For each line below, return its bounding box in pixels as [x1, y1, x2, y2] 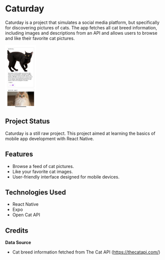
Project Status [5, 117, 51, 126]
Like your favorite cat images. [12, 169, 73, 174]
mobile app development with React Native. [5, 135, 94, 142]
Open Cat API [12, 212, 41, 218]
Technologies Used [5, 188, 66, 196]
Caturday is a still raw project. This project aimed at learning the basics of [5, 130, 156, 136]
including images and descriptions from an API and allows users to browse [5, 30, 158, 36]
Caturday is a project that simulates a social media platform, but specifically [5, 19, 160, 25]
